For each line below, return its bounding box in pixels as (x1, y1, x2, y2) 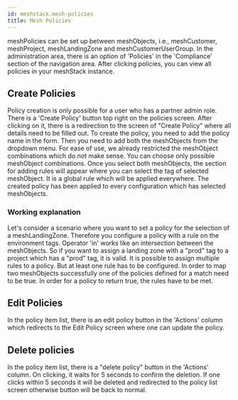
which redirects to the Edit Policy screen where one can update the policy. (7, 323, 225, 332)
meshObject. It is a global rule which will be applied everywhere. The (7, 174, 210, 183)
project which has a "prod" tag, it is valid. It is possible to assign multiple (7, 253, 220, 262)
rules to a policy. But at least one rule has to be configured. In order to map (7, 261, 227, 270)
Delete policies (7, 344, 75, 356)
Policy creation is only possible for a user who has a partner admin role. (7, 106, 217, 115)
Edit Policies (7, 297, 63, 309)
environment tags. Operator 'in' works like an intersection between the (7, 238, 214, 247)
